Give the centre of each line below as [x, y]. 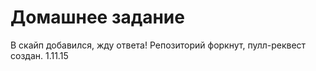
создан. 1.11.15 [39, 55]
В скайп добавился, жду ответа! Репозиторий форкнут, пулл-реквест [158, 45]
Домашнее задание [97, 17]
